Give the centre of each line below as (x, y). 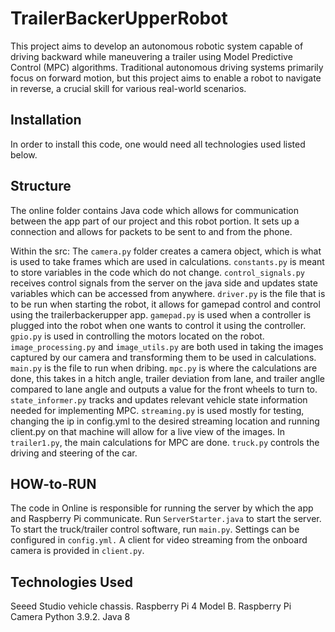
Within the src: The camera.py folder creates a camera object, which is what (166, 251)
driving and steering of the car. (74, 453)
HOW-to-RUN (53, 483)
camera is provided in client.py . (77, 551)
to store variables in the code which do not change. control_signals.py (157, 272)
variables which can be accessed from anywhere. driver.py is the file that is (168, 293)
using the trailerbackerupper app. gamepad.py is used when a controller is (161, 314)
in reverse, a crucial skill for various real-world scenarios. (128, 88)
